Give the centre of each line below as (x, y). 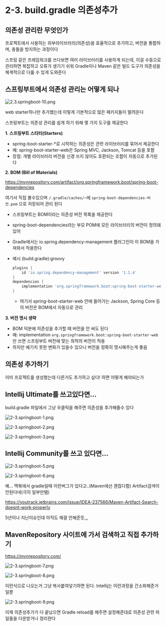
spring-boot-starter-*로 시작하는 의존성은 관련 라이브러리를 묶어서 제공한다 (86, 144)
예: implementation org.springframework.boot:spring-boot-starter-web (85, 335)
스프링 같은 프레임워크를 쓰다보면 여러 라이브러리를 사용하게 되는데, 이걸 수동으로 (83, 60)
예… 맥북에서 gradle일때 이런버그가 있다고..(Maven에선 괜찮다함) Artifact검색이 (82, 486)
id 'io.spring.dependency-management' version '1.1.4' (79, 272)
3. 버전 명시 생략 (21, 318)
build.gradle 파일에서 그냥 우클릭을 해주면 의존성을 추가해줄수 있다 (69, 407)
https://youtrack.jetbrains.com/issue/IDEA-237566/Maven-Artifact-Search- (82, 502)
